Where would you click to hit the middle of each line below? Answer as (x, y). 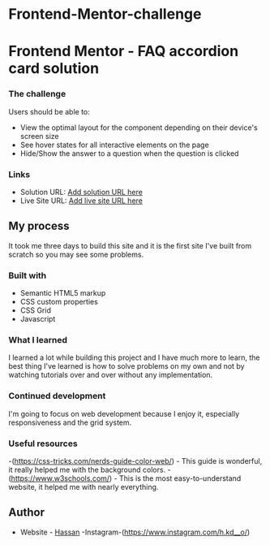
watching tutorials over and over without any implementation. (111, 375)
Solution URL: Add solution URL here (81, 192)
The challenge (37, 94)
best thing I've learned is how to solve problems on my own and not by (126, 366)
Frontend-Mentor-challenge (105, 14)
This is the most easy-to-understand (180, 478)
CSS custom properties (59, 302)
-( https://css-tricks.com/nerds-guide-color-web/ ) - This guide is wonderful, (135, 461)
